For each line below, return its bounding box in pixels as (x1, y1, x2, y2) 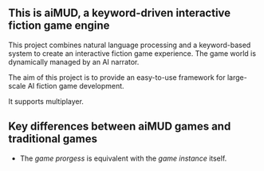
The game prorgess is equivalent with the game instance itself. (19, 153, 227, 163)
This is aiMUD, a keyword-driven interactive (8, 6, 231, 20)
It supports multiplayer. (8, 96, 84, 106)
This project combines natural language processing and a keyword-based (8, 40, 251, 50)
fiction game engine (8, 19, 110, 33)
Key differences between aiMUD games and (8, 120, 231, 133)
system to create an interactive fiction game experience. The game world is (8, 48, 257, 58)
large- (227, 72, 247, 82)
